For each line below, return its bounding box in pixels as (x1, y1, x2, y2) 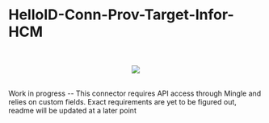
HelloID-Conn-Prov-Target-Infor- (8, 6, 234, 24)
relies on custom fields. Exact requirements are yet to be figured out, (8, 96, 237, 106)
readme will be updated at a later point (8, 105, 137, 115)
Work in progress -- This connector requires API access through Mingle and (8, 88, 262, 98)
